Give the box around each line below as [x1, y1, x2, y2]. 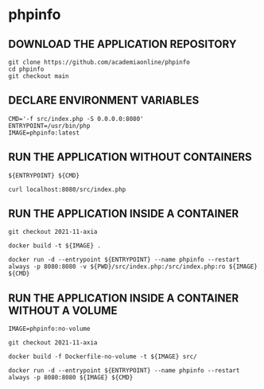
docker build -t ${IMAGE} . [8, 242, 102, 250]
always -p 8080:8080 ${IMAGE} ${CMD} [8, 374, 134, 382]
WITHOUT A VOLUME [8, 304, 118, 317]
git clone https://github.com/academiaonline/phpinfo [8, 58, 191, 66]
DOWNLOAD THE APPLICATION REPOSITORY [8, 37, 237, 51]
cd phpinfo [8, 65, 45, 73]
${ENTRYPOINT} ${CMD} [8, 171, 80, 180]
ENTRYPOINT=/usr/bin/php [8, 122, 91, 130]
